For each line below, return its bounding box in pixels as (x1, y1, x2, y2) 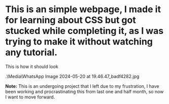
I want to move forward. (5, 94, 55, 100)
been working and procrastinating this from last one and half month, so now (5, 88, 164, 94)
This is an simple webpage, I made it (5, 4, 161, 15)
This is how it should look (5, 63, 58, 70)
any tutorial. (5, 47, 57, 58)
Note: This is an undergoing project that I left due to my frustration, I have (5, 83, 159, 89)
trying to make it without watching (5, 36, 153, 48)
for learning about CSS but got (5, 14, 136, 26)
